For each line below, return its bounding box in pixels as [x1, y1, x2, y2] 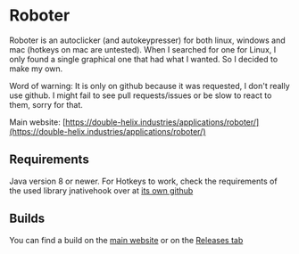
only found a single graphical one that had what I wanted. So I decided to [9, 53, 278, 64]
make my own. [9, 63, 63, 74]
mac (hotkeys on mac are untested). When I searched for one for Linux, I [9, 44, 277, 54]
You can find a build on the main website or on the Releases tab [9, 234, 244, 245]
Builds [9, 211, 46, 226]
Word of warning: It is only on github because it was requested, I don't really [9, 80, 290, 91]
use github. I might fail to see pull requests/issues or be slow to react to [9, 90, 272, 101]
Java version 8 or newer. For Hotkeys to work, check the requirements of [9, 176, 278, 186]
